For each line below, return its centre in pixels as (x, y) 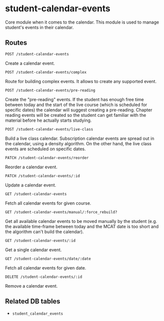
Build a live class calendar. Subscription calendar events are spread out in (80, 138)
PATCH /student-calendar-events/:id (42, 176)
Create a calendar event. (30, 63)
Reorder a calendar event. (31, 167)
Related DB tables (33, 302)
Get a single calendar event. (34, 250)
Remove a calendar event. (31, 286)
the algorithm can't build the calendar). (44, 232)
